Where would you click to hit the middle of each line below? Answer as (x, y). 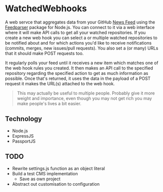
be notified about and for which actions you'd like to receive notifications (78, 43)
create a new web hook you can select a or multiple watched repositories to (81, 38)
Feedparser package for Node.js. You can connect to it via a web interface (80, 27)
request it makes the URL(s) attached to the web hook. (60, 83)
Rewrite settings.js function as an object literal (58, 168)
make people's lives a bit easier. (49, 103)
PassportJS (24, 141)
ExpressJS (23, 136)
